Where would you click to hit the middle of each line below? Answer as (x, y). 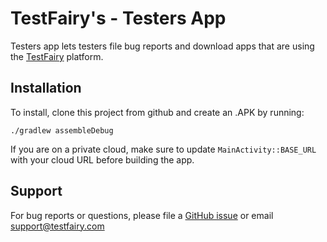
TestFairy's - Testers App (118, 18)
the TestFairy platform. (57, 56)
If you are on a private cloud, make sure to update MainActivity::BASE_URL (163, 149)
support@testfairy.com (57, 226)
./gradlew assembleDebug (62, 130)
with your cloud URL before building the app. (102, 159)
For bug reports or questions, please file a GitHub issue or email (142, 215)
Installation (46, 88)
